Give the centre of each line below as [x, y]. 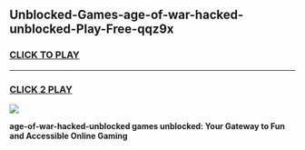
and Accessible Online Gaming [69, 135]
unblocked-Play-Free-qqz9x [92, 30]
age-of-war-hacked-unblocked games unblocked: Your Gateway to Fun [148, 125]
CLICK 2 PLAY [41, 89]
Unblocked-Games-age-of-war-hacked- [127, 15]
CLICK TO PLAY [44, 55]
